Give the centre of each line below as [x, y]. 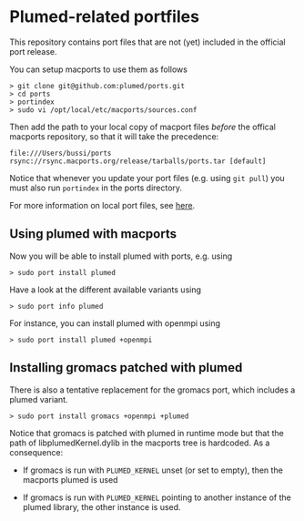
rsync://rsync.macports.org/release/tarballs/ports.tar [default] [138, 161]
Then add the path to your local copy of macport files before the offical [142, 127]
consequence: [36, 452]
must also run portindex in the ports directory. [96, 188]
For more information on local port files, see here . [102, 205]
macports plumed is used [70, 479]
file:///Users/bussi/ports [61, 153]
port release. [33, 51]
